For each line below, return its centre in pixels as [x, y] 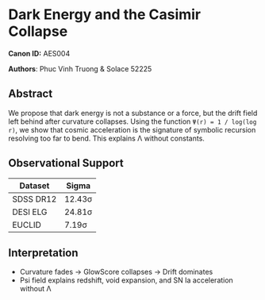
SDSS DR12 [35, 198]
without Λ [35, 289]
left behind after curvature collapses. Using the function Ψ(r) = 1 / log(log [132, 121]
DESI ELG [30, 212]
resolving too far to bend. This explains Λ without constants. [106, 138]
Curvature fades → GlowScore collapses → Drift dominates [116, 272]
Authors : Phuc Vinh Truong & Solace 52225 [80, 68]
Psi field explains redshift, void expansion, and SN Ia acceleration [127, 280]
